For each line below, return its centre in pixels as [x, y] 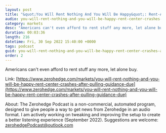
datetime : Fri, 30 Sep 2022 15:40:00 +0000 [51, 42]
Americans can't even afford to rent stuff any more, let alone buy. [72, 69]
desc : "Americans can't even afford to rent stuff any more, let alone [80, 28]
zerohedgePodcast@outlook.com [39, 125]
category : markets [24, 23]
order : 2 [14, 55]
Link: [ [12, 79]
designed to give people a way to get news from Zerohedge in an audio [78, 109]
